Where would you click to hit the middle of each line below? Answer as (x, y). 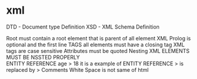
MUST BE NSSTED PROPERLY (43, 57)
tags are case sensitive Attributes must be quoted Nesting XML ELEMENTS (98, 50)
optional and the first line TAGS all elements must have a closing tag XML (96, 45)
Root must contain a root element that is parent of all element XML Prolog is (99, 38)
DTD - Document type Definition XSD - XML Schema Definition (83, 27)
